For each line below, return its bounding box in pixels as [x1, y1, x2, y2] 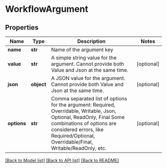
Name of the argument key [51, 46, 113, 53]
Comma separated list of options [51, 95, 128, 102]
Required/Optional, [51, 132, 95, 139]
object [30, 81, 46, 88]
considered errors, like [51, 126, 104, 133]
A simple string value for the [51, 55, 117, 61]
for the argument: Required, [51, 102, 115, 108]
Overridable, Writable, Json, [51, 108, 116, 114]
